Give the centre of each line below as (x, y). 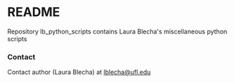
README (34, 12)
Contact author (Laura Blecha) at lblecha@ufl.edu (79, 72)
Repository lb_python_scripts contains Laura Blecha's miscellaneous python (117, 31)
